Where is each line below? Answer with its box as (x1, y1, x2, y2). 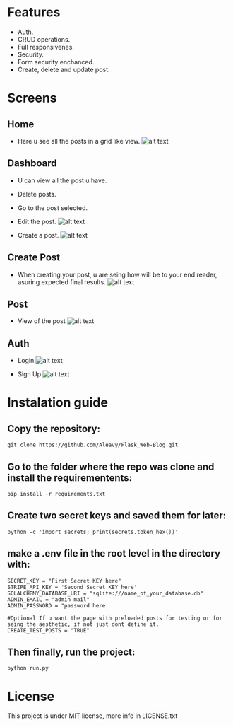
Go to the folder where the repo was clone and (7, 460, 215, 472)
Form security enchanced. (17, 57, 95, 66)
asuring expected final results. (17, 277, 106, 286)
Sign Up (17, 370, 41, 378)
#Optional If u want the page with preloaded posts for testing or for (7, 615, 222, 622)
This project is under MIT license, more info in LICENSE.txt (7, 711, 178, 720)
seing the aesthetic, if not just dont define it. (7, 620, 160, 628)
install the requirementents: (7, 472, 133, 484)
